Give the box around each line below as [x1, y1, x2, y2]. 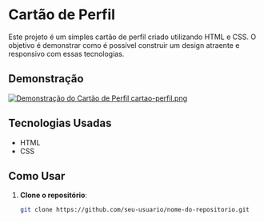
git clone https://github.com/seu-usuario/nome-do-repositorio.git [19, 206, 250, 214]
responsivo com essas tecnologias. [8, 49, 125, 58]
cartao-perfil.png [130, 93, 188, 103]
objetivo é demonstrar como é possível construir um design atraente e [8, 40, 240, 50]
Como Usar [8, 169, 66, 183]
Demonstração [8, 72, 84, 85]
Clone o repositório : [19, 190, 88, 200]
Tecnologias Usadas [8, 117, 112, 130]
